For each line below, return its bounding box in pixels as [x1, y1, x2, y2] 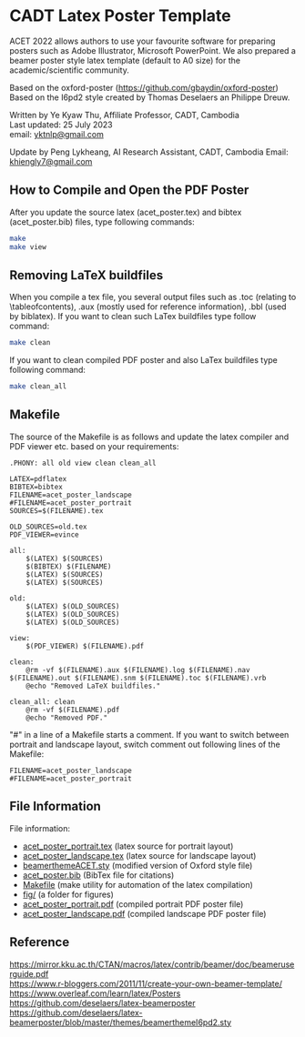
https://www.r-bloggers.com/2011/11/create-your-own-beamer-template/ [9, 978, 283, 989]
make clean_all [9, 382, 67, 391]
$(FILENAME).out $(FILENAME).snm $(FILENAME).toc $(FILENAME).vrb [9, 673, 267, 682]
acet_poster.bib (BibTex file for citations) [22, 870, 175, 881]
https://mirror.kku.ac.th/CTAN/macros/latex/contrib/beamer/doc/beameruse [9, 959, 295, 970]
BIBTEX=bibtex [9, 482, 64, 491]
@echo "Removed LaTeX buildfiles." [25, 681, 161, 690]
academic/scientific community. [9, 65, 129, 76]
